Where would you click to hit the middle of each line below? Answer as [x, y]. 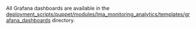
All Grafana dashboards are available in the [58, 8]
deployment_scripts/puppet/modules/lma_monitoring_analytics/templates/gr [98, 14]
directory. [63, 20]
